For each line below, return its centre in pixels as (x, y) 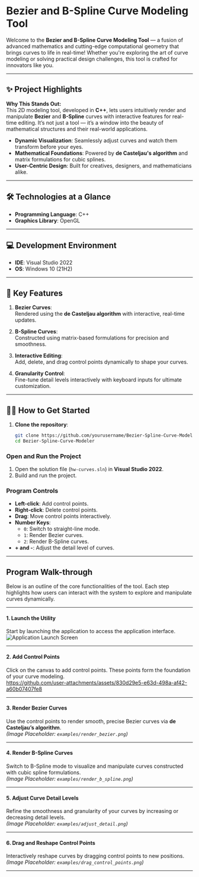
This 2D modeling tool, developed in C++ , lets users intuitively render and (96, 110)
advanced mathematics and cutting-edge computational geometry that (93, 46)
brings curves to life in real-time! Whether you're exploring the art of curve (97, 52)
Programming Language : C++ (52, 214)
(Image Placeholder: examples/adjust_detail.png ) (67, 824)
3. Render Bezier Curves (37, 708)
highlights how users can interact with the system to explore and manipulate (99, 593)
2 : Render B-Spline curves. (56, 542)
